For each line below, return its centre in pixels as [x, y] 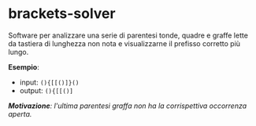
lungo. [19, 52]
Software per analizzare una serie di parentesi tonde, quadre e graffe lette [128, 35]
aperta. [20, 113]
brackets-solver [62, 14]
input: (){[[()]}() [49, 82]
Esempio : [24, 67]
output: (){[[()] [46, 90]
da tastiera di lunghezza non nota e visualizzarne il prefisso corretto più [124, 43]
